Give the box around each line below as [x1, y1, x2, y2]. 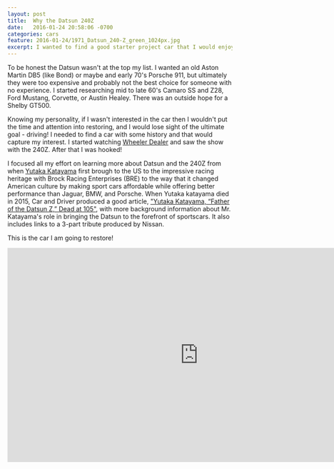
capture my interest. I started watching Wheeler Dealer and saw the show [7, 138, 223, 146]
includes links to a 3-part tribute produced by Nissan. [7, 220, 164, 228]
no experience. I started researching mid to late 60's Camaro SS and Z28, [7, 86, 224, 94]
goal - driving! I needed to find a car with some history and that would [7, 130, 213, 138]
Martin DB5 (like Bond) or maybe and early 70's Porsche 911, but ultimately [7, 71, 227, 79]
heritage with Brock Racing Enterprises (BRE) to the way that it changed [7, 174, 219, 183]
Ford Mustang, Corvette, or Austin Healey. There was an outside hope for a [7, 94, 228, 102]
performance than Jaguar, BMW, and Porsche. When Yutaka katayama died [7, 190, 230, 198]
